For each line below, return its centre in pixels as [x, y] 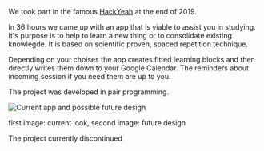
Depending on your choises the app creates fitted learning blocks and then [132, 60]
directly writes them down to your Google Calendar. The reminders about [129, 68]
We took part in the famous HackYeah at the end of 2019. [103, 12]
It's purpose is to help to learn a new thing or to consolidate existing [120, 36]
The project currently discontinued [65, 138]
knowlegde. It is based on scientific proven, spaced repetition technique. [128, 44]
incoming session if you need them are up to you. [90, 76]
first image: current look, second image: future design [97, 123]
